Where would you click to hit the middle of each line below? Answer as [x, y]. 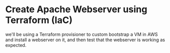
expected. [16, 45]
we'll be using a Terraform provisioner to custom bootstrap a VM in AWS [81, 34]
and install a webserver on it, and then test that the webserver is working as [85, 40]
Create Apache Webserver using [76, 9]
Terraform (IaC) [39, 20]
